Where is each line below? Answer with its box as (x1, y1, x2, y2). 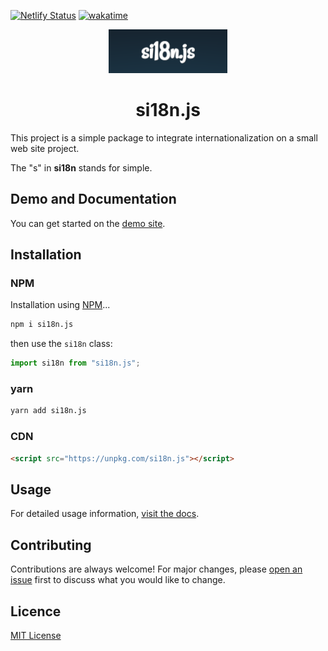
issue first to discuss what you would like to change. (10, 574, 226, 586)
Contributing (10, 536, 92, 554)
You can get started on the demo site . (10, 217, 166, 229)
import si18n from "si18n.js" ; (10, 358, 141, 369)
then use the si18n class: (10, 338, 113, 350)
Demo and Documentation (10, 191, 177, 208)
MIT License (10, 629, 62, 641)
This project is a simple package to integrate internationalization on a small (10, 131, 318, 144)
